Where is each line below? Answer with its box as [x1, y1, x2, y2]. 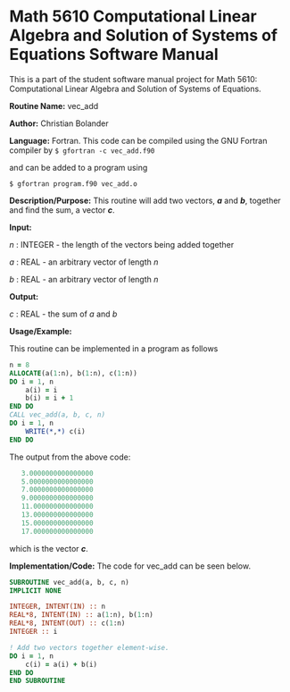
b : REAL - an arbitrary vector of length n [9, 274, 159, 284]
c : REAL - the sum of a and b [9, 308, 118, 319]
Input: [9, 222, 32, 232]
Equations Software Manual [9, 45, 219, 64]
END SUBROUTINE [9, 677, 66, 686]
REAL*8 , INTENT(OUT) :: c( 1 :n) [9, 619, 126, 628]
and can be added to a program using [9, 162, 148, 173]
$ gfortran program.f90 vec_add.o [9, 179, 138, 189]
